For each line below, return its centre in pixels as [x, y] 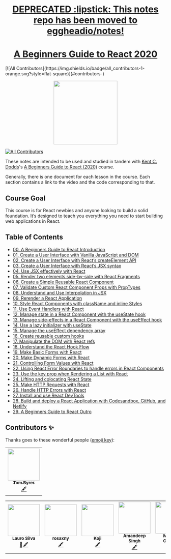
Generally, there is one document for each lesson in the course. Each [78, 177]
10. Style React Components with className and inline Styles [77, 303]
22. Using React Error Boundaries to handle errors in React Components [88, 368]
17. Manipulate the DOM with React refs [54, 341]
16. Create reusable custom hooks [48, 336]
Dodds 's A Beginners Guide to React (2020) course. [60, 167]
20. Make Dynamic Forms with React [51, 358]
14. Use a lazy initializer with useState [52, 325]
